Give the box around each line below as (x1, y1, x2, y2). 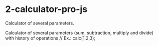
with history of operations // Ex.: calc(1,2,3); (5, 35, 96, 41)
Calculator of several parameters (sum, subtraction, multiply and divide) (5, 29, 154, 35)
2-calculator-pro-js (5, 3, 88, 15)
